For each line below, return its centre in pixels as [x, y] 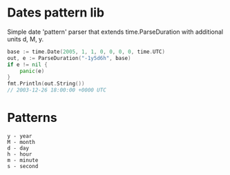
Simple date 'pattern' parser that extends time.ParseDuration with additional [115, 32]
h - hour [20, 154]
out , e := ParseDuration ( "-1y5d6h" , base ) [69, 58]
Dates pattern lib [56, 13]
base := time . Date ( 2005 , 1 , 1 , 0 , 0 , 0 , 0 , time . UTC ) [86, 52]
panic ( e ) [32, 71]
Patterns [32, 118]
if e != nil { [28, 64]
